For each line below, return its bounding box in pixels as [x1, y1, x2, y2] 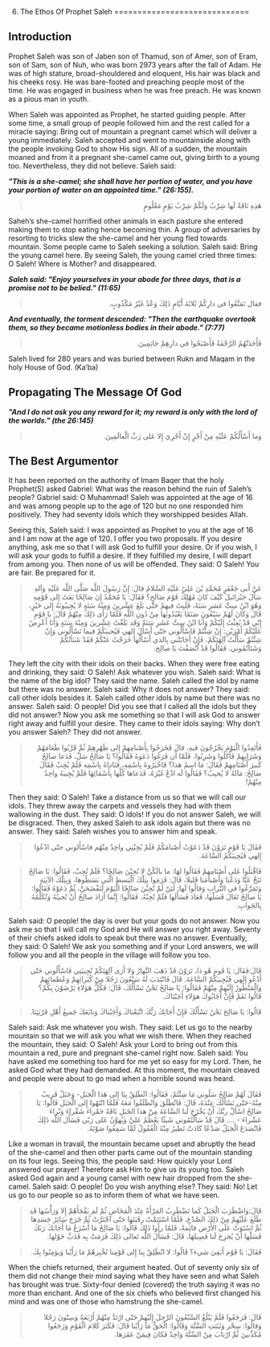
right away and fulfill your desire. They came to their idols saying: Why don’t [8, 719, 260, 728]
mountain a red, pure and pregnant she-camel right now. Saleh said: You [8, 1048, 248, 1058]
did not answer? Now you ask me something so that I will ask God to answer [8, 710, 261, 720]
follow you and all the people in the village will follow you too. [8, 950, 211, 960]
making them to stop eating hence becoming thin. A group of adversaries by [8, 224, 261, 234]
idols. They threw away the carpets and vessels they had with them [8, 801, 231, 811]
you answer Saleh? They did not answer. [8, 727, 143, 737]
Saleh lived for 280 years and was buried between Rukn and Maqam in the [8, 354, 256, 363]
